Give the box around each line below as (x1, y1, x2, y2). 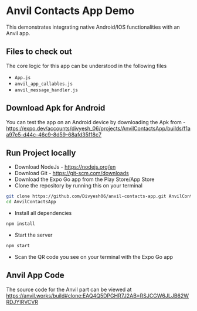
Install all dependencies (14, 210, 72, 217)
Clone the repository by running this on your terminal (14, 182, 142, 189)
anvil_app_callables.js (14, 81, 73, 87)
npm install (6, 221, 35, 227)
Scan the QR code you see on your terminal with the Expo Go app (14, 253, 174, 260)
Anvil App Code (6, 271, 64, 281)
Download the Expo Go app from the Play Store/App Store (14, 176, 155, 183)
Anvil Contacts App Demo (6, 4, 135, 18)
